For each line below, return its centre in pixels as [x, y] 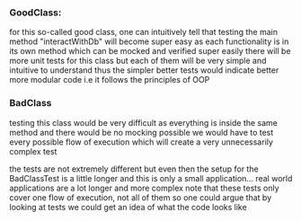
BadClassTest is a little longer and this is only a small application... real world [151, 178]
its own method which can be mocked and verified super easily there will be [150, 51]
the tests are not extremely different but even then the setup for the [134, 169]
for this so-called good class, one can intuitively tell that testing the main [144, 32]
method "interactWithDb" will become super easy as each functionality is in [149, 41]
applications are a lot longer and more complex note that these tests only [145, 188]
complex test [33, 151]
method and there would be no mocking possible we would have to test [142, 132]
